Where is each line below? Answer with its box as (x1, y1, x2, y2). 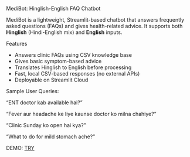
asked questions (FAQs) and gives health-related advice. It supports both (6, 23, 183, 29)
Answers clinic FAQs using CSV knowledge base (14, 52, 132, 58)
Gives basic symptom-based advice (14, 58, 102, 64)
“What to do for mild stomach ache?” (6, 133, 96, 140)
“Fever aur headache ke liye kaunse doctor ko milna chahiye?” (6, 111, 157, 117)
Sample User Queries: (6, 88, 59, 94)
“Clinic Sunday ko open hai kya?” (6, 122, 86, 128)
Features (6, 40, 28, 47)
